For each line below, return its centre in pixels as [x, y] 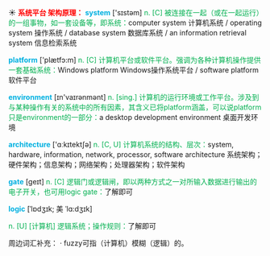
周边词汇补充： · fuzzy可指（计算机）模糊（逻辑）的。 [98, 243]
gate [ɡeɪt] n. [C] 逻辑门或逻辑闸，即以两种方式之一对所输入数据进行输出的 [133, 182]
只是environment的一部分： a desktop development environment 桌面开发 [130, 117]
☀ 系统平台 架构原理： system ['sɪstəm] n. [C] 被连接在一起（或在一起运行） [134, 12]
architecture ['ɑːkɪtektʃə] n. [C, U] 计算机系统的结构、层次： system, [121, 145]
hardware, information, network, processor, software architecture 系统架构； [135, 155]
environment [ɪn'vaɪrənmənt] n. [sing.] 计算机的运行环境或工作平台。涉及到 [134, 97]
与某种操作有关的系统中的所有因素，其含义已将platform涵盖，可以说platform [135, 107]
